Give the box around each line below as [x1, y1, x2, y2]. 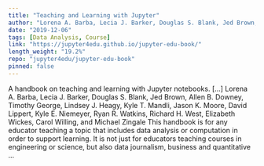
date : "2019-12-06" [8, 26, 72, 34]
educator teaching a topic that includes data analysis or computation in [8, 125, 238, 135]
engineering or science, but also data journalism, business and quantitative [8, 142, 251, 151]
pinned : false [8, 63, 55, 70]
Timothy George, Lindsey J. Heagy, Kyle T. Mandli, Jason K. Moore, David [8, 100, 247, 110]
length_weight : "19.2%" [8, 48, 86, 56]
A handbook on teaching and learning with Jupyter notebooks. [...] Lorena [8, 84, 248, 93]
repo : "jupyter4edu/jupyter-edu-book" [8, 56, 135, 63]
